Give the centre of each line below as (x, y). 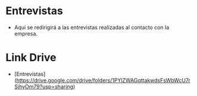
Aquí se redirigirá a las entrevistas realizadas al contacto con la (92, 27)
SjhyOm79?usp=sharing (44, 87)
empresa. (26, 33)
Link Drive (31, 58)
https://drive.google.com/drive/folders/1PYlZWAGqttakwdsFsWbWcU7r (104, 80)
